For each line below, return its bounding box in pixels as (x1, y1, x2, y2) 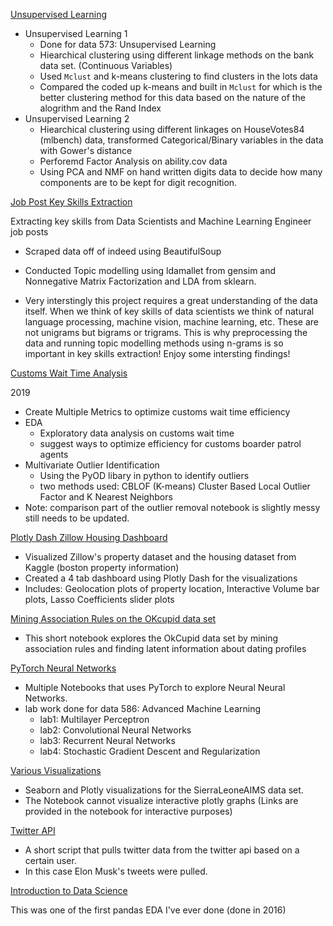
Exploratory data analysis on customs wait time (39, 427, 235, 439)
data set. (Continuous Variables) (39, 60, 173, 71)
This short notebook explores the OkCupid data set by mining (24, 632, 279, 644)
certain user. (24, 855, 77, 866)
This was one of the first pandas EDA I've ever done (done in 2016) (10, 904, 287, 916)
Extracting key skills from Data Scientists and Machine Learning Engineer (10, 215, 312, 227)
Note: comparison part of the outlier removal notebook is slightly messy (24, 502, 321, 513)
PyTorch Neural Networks (10, 662, 117, 674)
